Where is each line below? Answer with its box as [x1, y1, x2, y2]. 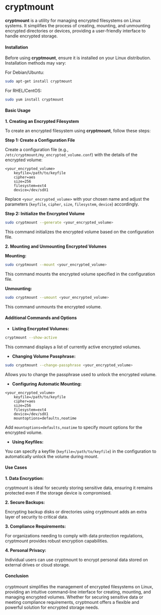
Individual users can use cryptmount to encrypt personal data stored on [5, 557, 148, 563]
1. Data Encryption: [5, 475, 44, 481]
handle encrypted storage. [5, 33, 58, 39]
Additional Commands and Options [5, 315, 77, 321]
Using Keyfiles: [12, 439, 44, 444]
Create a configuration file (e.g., [5, 147, 69, 153]
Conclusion [5, 573, 29, 579]
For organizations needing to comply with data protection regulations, [5, 532, 144, 538]
